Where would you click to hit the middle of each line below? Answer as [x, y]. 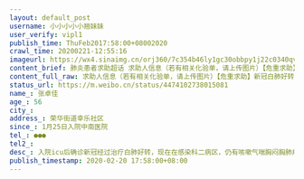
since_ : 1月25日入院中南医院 [59, 127]
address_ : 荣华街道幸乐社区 [57, 118]
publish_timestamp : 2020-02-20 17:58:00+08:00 [99, 160]
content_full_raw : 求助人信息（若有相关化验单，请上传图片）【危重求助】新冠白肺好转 [152, 77]
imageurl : [28, 60]
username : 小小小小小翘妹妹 [57, 26]
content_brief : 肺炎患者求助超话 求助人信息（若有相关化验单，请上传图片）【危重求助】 [155, 69]
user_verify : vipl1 [46, 34]
